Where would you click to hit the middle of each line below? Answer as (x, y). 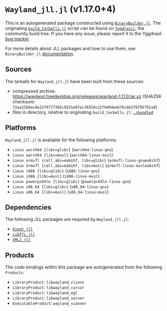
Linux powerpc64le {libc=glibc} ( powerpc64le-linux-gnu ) (72, 181)
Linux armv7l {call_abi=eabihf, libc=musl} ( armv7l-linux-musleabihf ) (86, 165)
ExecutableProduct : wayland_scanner (49, 303)
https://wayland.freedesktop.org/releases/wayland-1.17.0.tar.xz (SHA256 (87, 96)
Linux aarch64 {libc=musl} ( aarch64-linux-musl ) (63, 155)
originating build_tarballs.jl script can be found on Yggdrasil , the (75, 28)
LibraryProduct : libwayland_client (48, 282)
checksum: (24, 102)
